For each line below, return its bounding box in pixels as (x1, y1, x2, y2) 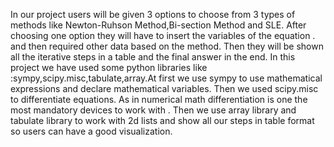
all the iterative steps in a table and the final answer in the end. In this (10, 51, 296, 63)
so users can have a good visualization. (10, 125, 173, 137)
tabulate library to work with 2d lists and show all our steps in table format (10, 115, 315, 126)
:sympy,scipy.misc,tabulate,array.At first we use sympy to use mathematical (10, 72, 323, 84)
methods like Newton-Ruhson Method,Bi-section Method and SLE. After (10, 19, 307, 31)
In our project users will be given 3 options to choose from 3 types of (10, 9, 296, 20)
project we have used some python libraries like (10, 62, 208, 73)
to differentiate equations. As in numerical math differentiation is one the (10, 94, 308, 105)
